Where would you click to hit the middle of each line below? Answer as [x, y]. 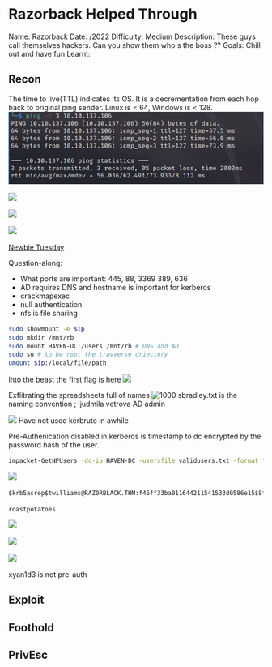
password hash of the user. [54, 445]
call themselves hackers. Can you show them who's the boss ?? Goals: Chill [134, 45]
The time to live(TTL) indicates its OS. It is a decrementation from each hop [134, 99]
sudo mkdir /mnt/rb [41, 337]
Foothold [32, 628]
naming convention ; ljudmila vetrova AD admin [87, 404]
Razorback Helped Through [103, 14]
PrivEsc [28, 655]
